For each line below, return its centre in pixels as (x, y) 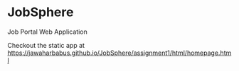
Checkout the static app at (46, 45)
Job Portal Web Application (47, 32)
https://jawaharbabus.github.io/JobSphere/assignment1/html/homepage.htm (119, 53)
